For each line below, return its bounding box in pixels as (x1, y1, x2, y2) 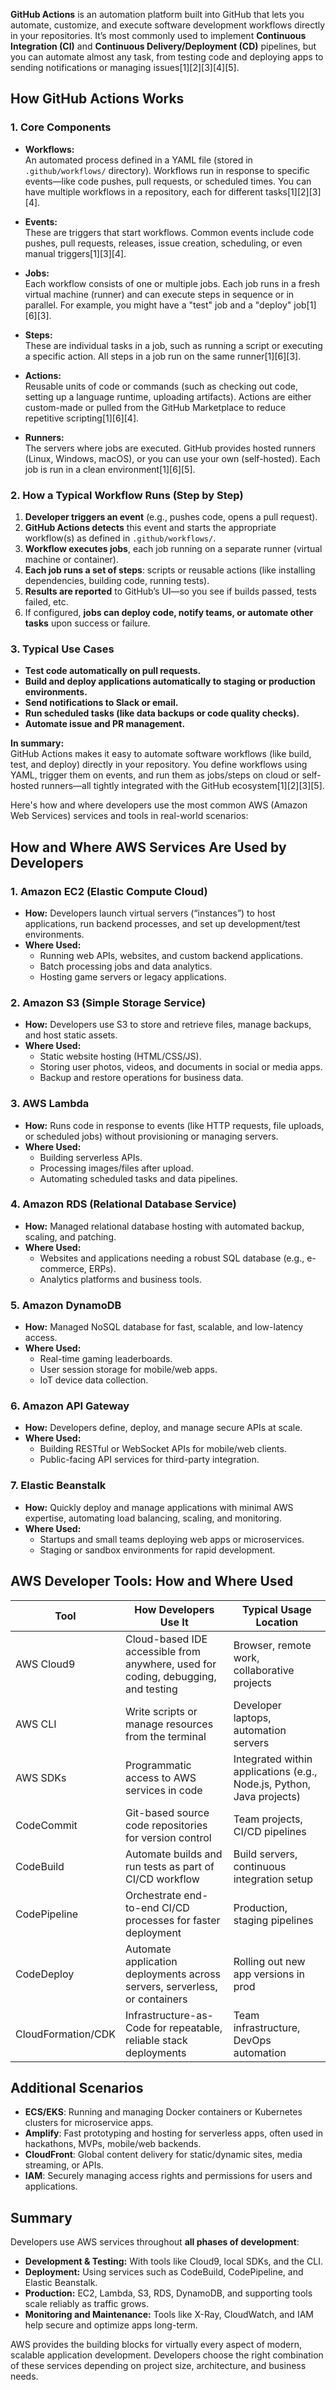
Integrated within (233, 1752, 313, 1766)
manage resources (125, 1717, 214, 1731)
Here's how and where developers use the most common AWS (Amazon (10, 799, 308, 811)
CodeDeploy (15, 1967, 75, 1981)
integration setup (233, 1872, 313, 1886)
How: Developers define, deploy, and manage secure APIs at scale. (24, 1422, 303, 1434)
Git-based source (125, 1805, 210, 1819)
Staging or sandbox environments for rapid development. (39, 1544, 276, 1556)
